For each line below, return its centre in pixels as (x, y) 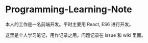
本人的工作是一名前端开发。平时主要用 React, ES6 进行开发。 (69, 24)
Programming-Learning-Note (69, 9)
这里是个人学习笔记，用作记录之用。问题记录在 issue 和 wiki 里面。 (76, 35)
